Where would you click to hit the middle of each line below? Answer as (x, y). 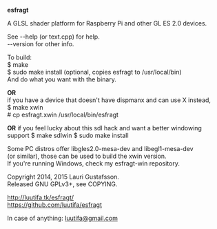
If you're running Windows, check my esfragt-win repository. (94, 163)
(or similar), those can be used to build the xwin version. (87, 156)
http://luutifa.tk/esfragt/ (41, 197)
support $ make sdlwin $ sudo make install (68, 135)
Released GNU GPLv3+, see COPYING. (62, 184)
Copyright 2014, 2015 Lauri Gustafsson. (63, 177)
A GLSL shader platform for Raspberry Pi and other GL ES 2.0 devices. (107, 23)
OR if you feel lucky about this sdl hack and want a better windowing (104, 128)
